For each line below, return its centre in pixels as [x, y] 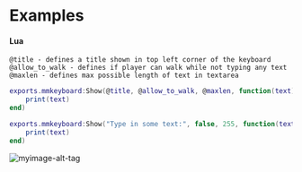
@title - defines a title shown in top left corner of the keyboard [140, 60]
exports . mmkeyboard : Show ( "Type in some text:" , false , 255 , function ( [144, 125]
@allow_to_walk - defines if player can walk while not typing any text [148, 68]
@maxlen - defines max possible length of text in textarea [124, 76]
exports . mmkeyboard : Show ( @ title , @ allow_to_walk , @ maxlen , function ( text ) [152, 91]
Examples [47, 16]
